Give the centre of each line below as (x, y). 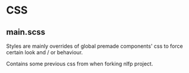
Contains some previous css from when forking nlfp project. (80, 64)
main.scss (26, 32)
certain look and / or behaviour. (45, 52)
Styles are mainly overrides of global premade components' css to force (94, 46)
